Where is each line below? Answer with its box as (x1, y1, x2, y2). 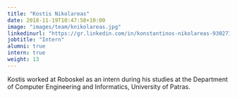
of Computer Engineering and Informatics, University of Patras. (7, 82, 190, 91)
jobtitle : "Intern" (7, 36, 65, 43)
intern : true (7, 50, 46, 57)
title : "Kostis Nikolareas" (7, 10, 90, 17)
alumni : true (7, 43, 46, 50)
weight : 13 (7, 56, 39, 63)
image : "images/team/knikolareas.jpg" (7, 23, 121, 30)
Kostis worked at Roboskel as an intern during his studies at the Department (7, 75, 228, 83)
